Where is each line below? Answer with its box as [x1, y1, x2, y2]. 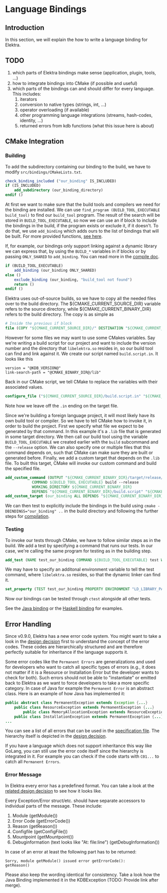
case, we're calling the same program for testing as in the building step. [5, 548, 152, 554]
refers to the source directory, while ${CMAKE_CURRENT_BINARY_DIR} [5, 306, 152, 312]
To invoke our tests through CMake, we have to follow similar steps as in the [5, 537, 161, 543]
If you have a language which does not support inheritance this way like [5, 743, 153, 749]
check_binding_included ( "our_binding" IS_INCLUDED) [5, 178, 117, 183]
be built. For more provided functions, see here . [5, 233, 103, 239]
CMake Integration [5, 137, 64, 146]
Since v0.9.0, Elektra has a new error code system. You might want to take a [5, 633, 162, 639]
